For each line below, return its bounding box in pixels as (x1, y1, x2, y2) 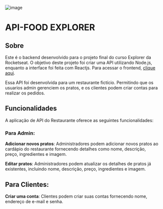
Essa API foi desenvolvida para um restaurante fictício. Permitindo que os (5, 80, 154, 86)
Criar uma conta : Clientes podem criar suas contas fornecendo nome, (5, 193, 147, 199)
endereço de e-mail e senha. (5, 198, 63, 204)
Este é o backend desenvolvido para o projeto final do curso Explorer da (5, 55, 151, 60)
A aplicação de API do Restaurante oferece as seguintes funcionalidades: (5, 117, 154, 123)
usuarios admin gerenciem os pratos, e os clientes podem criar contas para (5, 85, 158, 90)
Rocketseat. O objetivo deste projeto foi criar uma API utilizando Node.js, (5, 60, 152, 65)
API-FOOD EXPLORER (5, 22, 95, 33)
